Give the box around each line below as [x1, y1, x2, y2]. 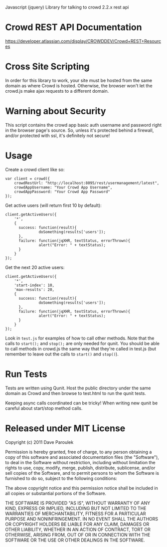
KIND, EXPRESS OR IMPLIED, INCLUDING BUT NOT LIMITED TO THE [5, 505, 147, 511]
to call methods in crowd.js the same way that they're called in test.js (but [5, 346, 156, 352]
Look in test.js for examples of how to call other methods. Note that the [5, 335, 155, 341]
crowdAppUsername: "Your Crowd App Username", [14, 184, 113, 190]
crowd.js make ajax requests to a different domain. [5, 88, 109, 94]
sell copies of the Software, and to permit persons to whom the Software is [5, 470, 160, 476]
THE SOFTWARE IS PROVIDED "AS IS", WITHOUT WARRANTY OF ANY [5, 500, 151, 506]
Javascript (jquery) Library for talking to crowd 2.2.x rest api [5, 4, 129, 10]
